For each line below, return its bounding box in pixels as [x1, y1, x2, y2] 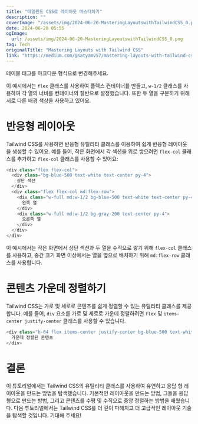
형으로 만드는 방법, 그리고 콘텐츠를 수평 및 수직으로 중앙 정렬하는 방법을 [6, 397, 170, 405]
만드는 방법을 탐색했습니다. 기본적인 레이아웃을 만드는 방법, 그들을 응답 [26, 390, 189, 397]
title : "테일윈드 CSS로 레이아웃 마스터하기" [6, 8, 103, 15]
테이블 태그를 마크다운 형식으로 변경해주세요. [6, 69, 109, 77]
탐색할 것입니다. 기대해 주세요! [12, 412, 82, 419]
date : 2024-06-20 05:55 [6, 25, 65, 31]
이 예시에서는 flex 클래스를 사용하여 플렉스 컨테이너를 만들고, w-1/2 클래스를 [6, 82, 183, 89]
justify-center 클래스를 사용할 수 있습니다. [24, 317, 126, 324]
